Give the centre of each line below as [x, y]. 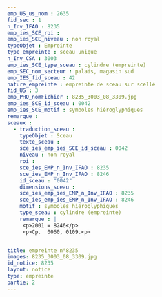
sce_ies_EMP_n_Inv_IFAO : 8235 [64, 167]
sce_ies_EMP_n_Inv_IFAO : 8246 [64, 174]
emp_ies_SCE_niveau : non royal [53, 39]
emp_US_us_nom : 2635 [38, 13]
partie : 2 [21, 282]
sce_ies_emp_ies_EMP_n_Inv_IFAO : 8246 [77, 200]
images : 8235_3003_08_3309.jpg [52, 257]
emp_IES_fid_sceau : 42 [41, 78]
